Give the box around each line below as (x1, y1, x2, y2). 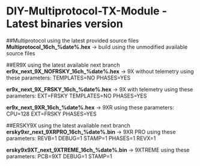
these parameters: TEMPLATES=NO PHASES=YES (6, 74, 131, 81)
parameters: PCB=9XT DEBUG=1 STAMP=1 (6, 152, 112, 160)
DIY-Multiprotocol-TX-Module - (6, 4, 167, 18)
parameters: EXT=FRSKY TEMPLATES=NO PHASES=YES (6, 92, 147, 99)
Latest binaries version (6, 17, 123, 31)
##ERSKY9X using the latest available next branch (6, 121, 131, 129)
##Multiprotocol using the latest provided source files (6, 37, 139, 44)
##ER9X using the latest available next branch (6, 61, 120, 69)
